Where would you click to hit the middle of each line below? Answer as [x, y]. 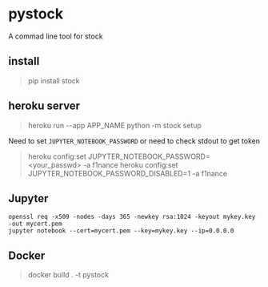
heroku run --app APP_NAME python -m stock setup [115, 125]
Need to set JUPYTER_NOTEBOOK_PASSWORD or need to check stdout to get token [134, 140]
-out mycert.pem [35, 224]
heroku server [44, 106]
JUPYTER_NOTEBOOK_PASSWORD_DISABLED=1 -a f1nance [128, 173]
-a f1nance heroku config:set [130, 164]
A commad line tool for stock [56, 36]
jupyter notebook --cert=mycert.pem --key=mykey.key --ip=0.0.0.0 [121, 231]
